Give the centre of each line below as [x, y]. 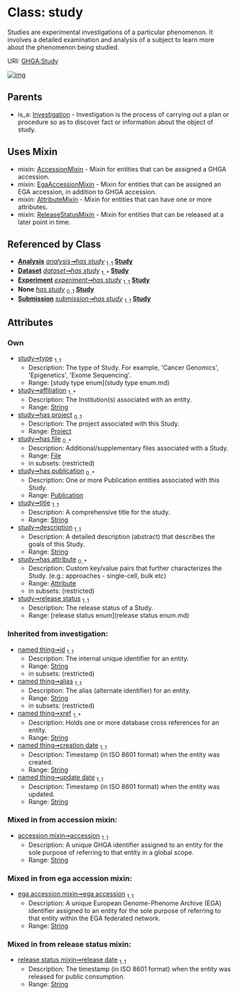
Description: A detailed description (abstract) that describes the [121, 536]
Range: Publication [56, 495]
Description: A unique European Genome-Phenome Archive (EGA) [125, 903]
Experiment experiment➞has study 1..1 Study [84, 280]
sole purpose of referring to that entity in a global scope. [111, 852]
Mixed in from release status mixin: [69, 944]
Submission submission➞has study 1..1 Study [84, 299]
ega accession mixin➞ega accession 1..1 [76, 894]
